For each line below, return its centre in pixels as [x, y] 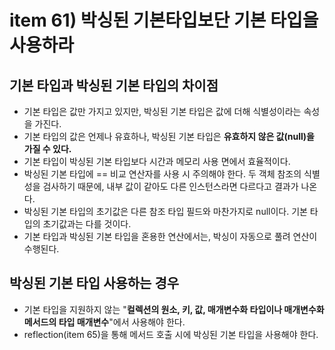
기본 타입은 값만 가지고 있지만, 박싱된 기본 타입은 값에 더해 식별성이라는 [162, 111]
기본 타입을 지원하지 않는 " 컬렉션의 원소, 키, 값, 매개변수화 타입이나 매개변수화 [174, 309]
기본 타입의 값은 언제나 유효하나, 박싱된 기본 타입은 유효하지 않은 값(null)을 [169, 136]
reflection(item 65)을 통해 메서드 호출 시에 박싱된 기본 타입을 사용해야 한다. [171, 334]
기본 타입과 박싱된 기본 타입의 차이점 [114, 85]
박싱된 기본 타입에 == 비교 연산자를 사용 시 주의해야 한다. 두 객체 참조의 [162, 174]
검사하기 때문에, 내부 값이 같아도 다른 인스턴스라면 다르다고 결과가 [170, 186]
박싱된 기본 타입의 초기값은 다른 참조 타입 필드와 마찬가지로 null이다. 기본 [165, 211]
